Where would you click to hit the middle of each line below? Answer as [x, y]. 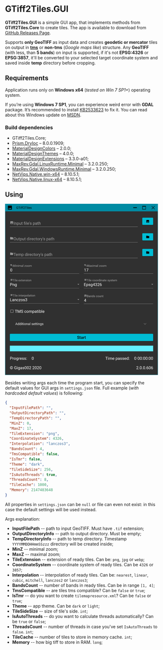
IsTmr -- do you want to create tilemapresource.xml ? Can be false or [81, 596]
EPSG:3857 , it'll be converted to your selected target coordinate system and [81, 57]
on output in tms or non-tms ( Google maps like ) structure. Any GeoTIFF [77, 47]
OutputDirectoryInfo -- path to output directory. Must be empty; [77, 533]
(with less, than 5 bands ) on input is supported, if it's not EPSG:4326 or [77, 53]
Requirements [27, 78]
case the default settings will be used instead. [51, 509]
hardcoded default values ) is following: [44, 393]
